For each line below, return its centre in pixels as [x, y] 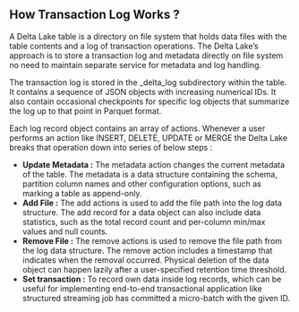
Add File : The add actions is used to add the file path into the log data [152, 203]
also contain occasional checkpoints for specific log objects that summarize [149, 101]
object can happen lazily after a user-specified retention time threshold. [154, 269]
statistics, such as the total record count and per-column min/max [144, 221]
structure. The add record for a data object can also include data [141, 212]
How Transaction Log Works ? [95, 15]
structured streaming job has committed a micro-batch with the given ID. [156, 298]
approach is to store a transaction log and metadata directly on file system [146, 55]
